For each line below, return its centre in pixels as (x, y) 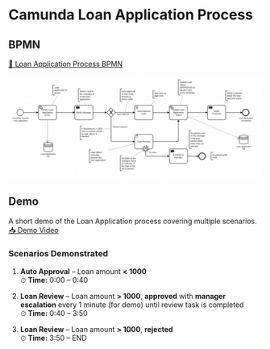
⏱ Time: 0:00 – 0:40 (54, 280)
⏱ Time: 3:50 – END (53, 338)
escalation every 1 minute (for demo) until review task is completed (132, 305)
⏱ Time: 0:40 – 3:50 (54, 313)
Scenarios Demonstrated (58, 254)
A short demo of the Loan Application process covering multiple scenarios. (133, 221)
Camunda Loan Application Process (131, 15)
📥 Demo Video (33, 230)
